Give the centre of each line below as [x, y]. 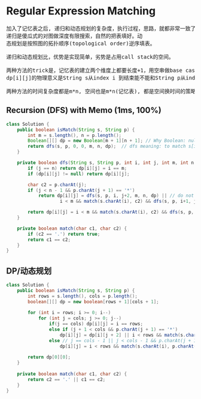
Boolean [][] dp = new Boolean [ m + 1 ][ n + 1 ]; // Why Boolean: [107, 141]
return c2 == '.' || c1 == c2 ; [67, 379]
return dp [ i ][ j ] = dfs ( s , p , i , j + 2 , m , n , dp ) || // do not [116, 196]
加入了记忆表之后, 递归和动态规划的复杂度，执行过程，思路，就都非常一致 [98, 28]
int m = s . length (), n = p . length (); [74, 135]
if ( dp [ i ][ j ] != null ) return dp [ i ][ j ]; [79, 174]
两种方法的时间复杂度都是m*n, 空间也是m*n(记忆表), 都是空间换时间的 [96, 91]
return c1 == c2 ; [49, 240]
